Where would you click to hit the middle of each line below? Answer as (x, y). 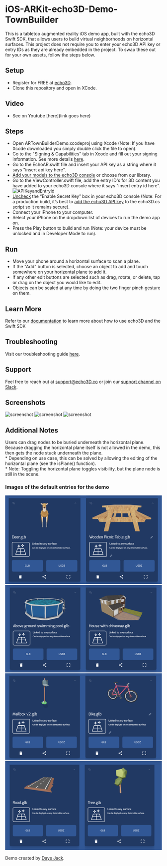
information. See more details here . (48, 159)
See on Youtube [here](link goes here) (51, 115)
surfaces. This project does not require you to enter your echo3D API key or (83, 44)
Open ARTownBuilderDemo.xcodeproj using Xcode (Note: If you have (83, 143)
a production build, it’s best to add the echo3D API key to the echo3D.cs (86, 202)
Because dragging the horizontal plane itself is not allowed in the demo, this (83, 447)
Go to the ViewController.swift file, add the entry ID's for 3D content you (86, 180)
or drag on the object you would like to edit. (57, 283)
